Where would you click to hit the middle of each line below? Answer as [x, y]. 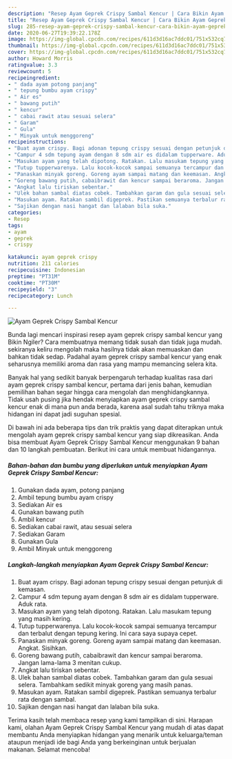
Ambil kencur [36, 519]
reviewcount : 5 [30, 71]
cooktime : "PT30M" [34, 283]
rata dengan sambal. [47, 700]
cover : [17, 52]
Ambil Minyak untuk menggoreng [65, 549]
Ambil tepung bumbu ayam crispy [66, 497]
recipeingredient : [34, 78]
